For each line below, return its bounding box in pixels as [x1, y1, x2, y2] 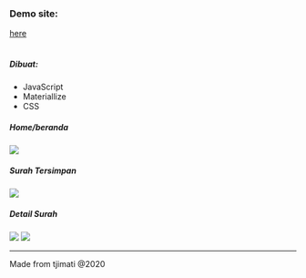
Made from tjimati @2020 [9, 259, 106, 270]
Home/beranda [9, 121, 69, 132]
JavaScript [22, 81, 64, 93]
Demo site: [9, 7, 59, 20]
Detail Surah [9, 208, 57, 219]
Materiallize [22, 91, 66, 102]
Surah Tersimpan [9, 165, 77, 176]
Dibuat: [9, 58, 39, 69]
